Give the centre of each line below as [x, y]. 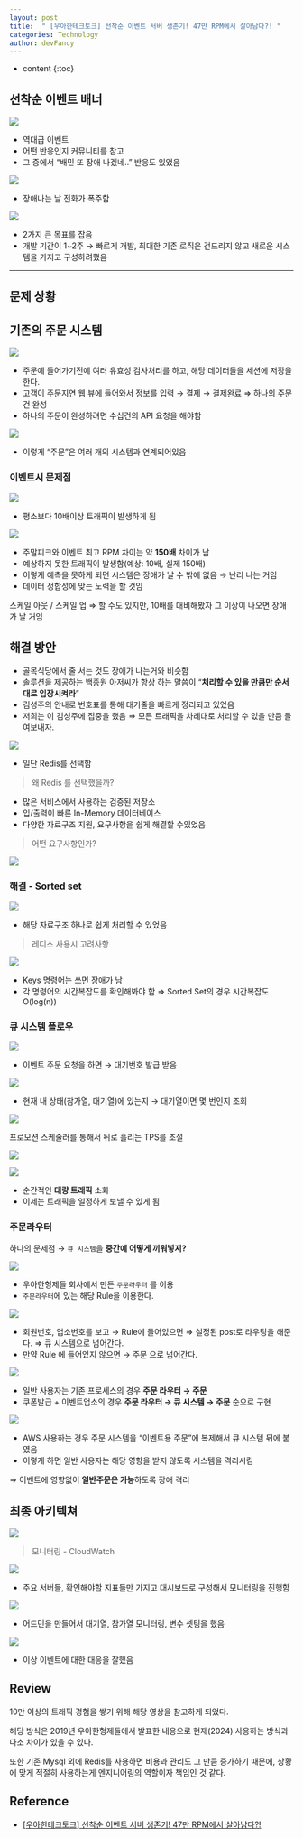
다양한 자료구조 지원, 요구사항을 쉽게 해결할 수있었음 [114, 825]
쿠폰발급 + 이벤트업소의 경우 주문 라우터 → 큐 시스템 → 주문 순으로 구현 [147, 1402]
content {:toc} [48, 69]
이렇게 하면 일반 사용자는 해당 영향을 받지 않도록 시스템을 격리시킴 [138, 1460]
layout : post [34, 18]
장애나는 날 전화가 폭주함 [66, 199]
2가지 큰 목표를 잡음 [57, 235]
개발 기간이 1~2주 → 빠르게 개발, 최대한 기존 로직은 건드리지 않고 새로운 [148, 246]
